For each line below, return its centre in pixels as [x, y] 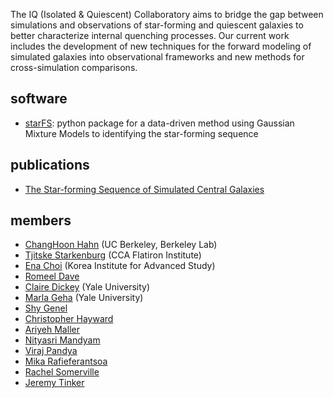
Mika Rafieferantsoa [66, 361]
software [39, 99]
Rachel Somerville [62, 372]
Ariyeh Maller [52, 330]
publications [50, 165]
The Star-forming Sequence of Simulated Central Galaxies [144, 189]
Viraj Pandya [51, 351]
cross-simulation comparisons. [74, 67]
